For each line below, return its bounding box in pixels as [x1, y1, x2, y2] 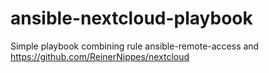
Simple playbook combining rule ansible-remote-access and [10, 40, 260, 52]
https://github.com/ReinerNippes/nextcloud [10, 50, 190, 62]
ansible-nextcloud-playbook [10, 7, 253, 30]
